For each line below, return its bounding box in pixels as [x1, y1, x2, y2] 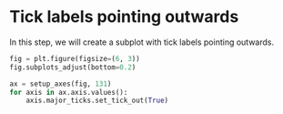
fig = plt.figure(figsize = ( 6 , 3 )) [9, 54, 141, 63]
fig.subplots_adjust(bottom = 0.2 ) [9, 62, 136, 72]
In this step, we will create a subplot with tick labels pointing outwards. [9, 36, 275, 47]
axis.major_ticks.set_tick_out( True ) [25, 96, 169, 106]
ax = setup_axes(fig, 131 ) [9, 79, 112, 88]
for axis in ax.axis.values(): [9, 88, 128, 97]
